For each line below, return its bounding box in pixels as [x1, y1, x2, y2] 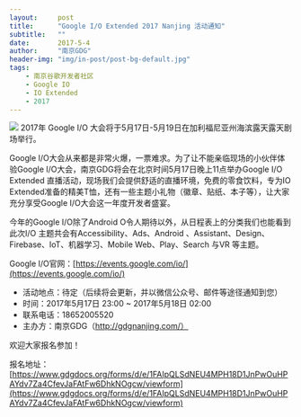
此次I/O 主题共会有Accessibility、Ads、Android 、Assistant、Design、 [9, 228, 270, 239]
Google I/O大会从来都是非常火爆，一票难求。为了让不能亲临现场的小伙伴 [9, 153, 278, 164]
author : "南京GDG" [9, 47, 92, 56]
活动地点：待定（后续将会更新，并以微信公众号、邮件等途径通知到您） [22, 287, 283, 297]
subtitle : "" [9, 30, 66, 39]
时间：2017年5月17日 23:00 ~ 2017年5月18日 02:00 [22, 298, 212, 309]
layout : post [9, 13, 75, 22]
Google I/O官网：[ [9, 258, 76, 270]
